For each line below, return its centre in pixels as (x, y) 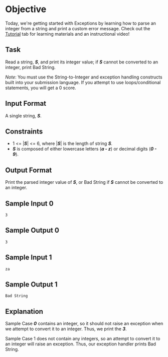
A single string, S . (23, 116)
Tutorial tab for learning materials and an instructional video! (67, 34)
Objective (26, 9)
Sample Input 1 (29, 258)
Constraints (24, 131)
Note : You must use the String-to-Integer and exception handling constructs (84, 77)
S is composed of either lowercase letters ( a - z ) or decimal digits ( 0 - (85, 149)
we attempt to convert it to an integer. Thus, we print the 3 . (66, 329)
